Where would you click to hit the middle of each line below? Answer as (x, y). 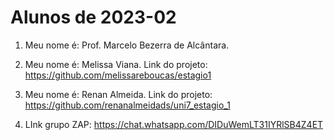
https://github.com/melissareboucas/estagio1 (118, 75)
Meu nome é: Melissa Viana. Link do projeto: (116, 64)
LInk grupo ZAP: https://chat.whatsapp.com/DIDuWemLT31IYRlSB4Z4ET (174, 124)
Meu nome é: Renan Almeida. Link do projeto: (118, 94)
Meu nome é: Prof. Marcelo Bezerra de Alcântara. (127, 45)
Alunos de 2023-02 (93, 17)
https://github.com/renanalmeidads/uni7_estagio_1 (127, 105)
